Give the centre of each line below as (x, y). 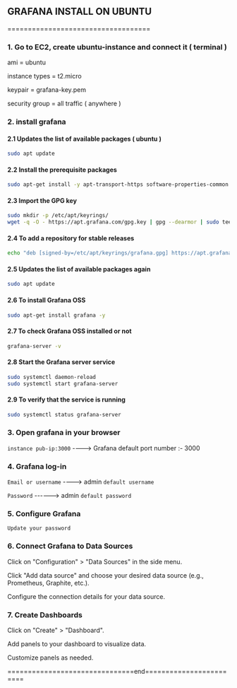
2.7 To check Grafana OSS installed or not (69, 331)
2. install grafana (37, 122)
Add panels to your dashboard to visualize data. (77, 643)
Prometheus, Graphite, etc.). (48, 583)
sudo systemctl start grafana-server (63, 384)
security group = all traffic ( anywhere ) (64, 104)
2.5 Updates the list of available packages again (79, 269)
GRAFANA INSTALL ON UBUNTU (80, 12)
